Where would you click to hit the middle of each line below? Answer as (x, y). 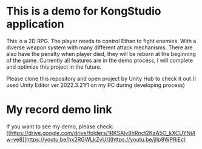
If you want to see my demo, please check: (60, 126)
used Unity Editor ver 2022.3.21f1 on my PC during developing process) (96, 85)
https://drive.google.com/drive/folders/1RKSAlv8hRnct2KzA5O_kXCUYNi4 (103, 133)
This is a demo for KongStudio (84, 11)
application (35, 24)
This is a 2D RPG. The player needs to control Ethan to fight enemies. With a (101, 41)
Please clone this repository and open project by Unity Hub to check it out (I (101, 78)
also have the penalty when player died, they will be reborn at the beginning (101, 54)
